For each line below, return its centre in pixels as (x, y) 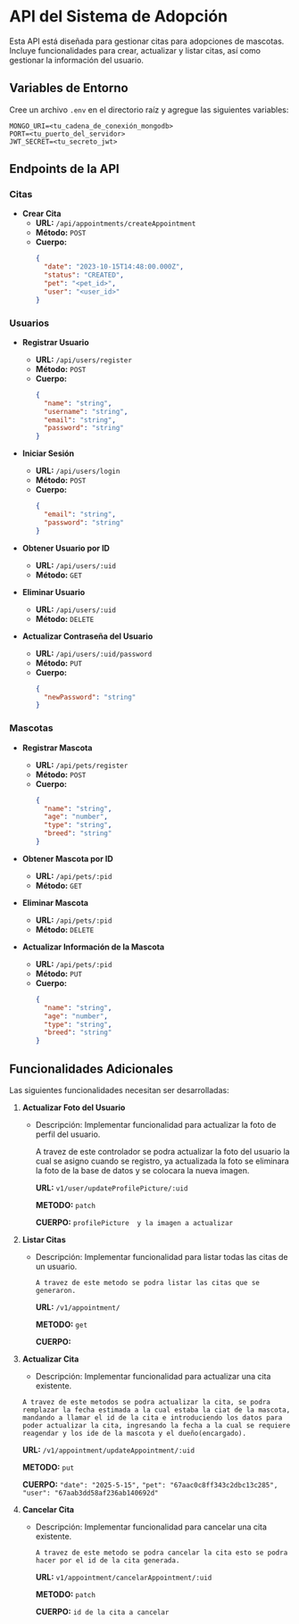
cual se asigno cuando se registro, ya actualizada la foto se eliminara (162, 1161)
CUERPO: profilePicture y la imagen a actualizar (134, 1222)
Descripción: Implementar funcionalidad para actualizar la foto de (156, 1124)
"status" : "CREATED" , (84, 275)
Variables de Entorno (69, 88)
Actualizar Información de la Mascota (93, 947)
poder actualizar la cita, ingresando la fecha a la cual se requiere (156, 1425)
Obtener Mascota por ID (67, 858)
